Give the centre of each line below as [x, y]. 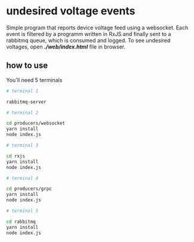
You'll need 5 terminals [34, 80]
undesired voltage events [71, 11]
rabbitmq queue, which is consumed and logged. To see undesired [88, 40]
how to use [27, 66]
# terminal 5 [22, 211]
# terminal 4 [22, 178]
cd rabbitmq [21, 222]
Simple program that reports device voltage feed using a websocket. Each [97, 28]
